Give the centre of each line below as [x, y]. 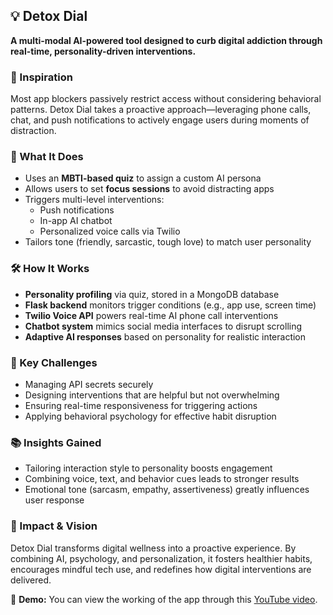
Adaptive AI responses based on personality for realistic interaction [165, 336]
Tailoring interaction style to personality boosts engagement [148, 468]
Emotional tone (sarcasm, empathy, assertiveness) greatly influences [167, 490]
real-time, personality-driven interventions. [103, 51]
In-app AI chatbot [76, 221]
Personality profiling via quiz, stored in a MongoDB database [152, 294]
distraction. [33, 131]
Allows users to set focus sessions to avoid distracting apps [149, 189]
